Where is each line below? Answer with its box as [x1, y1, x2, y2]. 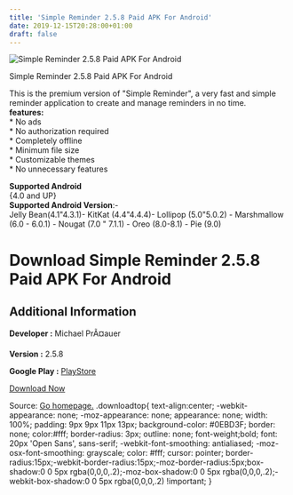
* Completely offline [9, 135, 83, 147]
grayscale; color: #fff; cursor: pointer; [86, 448, 224, 459]
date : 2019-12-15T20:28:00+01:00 [9, 21, 133, 30]
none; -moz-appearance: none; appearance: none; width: [57, 410, 268, 420]
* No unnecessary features [9, 164, 108, 174]
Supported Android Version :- [9, 200, 119, 211]
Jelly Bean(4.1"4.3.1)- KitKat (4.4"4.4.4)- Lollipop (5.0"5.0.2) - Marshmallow [9, 210, 284, 220]
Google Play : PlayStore [9, 366, 96, 377]
